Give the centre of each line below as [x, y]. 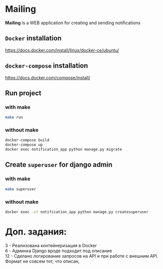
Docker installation [33, 38]
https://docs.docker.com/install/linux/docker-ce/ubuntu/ [62, 50]
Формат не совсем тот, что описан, [42, 261]
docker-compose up [24, 145]
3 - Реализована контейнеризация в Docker [51, 245]
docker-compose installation [47, 66]
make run [14, 117]
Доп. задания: [36, 232]
